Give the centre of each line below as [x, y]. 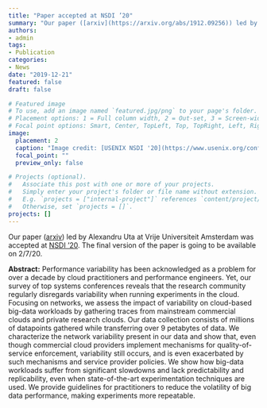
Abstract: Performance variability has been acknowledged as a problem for [132, 269]
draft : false [30, 89]
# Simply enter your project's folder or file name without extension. [133, 192]
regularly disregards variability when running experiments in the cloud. [124, 294]
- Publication [32, 52]
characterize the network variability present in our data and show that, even [132, 336]
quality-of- [235, 344]
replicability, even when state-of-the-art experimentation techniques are [126, 379]
